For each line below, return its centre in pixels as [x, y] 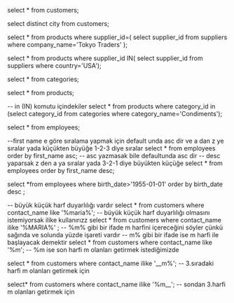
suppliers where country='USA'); [54, 65]
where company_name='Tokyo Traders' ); [68, 44]
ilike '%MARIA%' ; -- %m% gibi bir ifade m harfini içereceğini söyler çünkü [115, 227]
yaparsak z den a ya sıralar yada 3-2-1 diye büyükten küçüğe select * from [115, 163]
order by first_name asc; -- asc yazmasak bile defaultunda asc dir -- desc [114, 156]
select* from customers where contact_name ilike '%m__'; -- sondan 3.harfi [117, 284]
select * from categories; [43, 79]
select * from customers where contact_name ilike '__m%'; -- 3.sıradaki [111, 263]
